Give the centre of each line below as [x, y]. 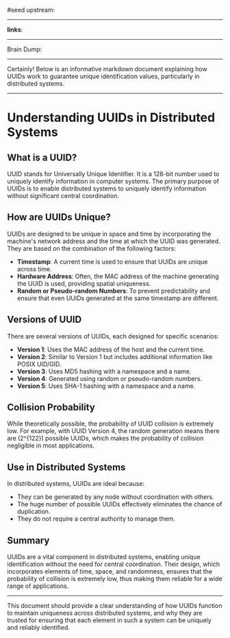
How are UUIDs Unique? [59, 218]
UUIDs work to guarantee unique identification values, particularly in [103, 76]
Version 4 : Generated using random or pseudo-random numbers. [110, 378]
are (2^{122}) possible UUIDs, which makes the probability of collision [105, 439]
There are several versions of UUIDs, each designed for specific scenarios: [113, 336]
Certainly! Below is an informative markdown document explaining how [107, 69]
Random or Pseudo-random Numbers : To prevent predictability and [114, 291]
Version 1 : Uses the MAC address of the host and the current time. [111, 349]
